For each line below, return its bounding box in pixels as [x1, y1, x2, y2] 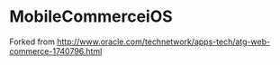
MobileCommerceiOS [9, 6, 173, 27]
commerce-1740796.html [9, 45, 103, 56]
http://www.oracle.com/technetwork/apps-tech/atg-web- [57, 36, 271, 47]
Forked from [9, 36, 56, 47]
